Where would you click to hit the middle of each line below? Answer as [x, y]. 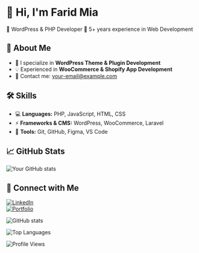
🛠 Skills [22, 96]
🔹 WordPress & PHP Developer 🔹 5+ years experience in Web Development [100, 29]
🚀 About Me [29, 48]
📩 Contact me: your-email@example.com [66, 76]
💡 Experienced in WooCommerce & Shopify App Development [94, 69]
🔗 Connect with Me [43, 188]
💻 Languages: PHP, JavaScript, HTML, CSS [70, 114]
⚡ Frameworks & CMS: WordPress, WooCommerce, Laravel [89, 123]
